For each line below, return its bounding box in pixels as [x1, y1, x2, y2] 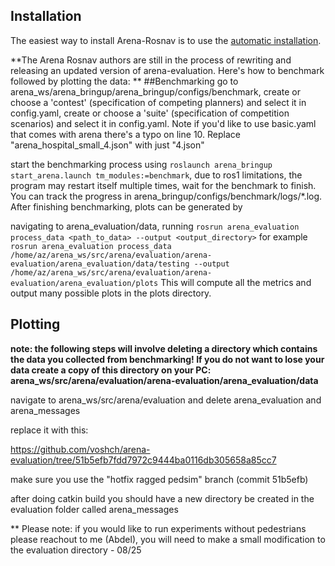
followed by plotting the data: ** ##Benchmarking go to [10, 75, 239, 87]
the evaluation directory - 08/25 [10, 544, 142, 556]
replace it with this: [10, 424, 89, 436]
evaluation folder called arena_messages [10, 503, 179, 515]
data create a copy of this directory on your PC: [10, 364, 212, 376]
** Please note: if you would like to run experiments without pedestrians [10, 522, 307, 534]
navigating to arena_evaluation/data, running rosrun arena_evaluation [10, 220, 300, 232]
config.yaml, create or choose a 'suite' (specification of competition [10, 107, 290, 119]
